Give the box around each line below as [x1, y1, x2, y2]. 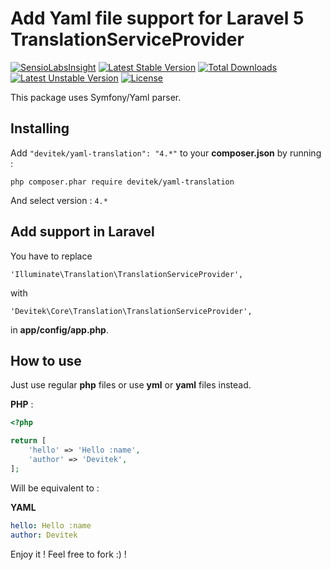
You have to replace [10, 250, 93, 262]
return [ [10, 436, 47, 446]
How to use [10, 352, 82, 369]
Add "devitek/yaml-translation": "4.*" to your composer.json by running [10, 147, 322, 159]
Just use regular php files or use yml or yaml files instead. [10, 379, 252, 391]
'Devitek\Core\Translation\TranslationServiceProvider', [10, 306, 253, 316]
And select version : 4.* [10, 194, 108, 206]
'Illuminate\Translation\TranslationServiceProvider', [10, 269, 244, 279]
